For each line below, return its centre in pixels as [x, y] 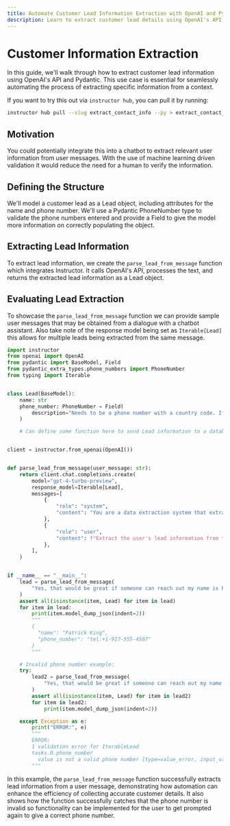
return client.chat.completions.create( [78, 474]
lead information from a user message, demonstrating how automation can [112, 786]
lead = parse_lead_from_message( [67, 582]
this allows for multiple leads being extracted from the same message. [106, 337]
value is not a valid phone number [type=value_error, [117, 759]
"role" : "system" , [82, 506]
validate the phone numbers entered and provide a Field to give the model [111, 218]
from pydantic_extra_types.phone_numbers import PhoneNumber [96, 369]
